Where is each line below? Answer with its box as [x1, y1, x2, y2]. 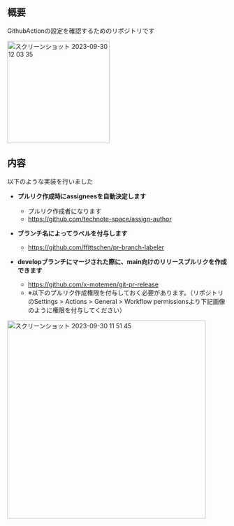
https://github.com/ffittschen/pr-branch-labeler [27, 243, 165, 251]
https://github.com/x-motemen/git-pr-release [27, 280, 159, 288]
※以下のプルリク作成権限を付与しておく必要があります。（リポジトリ [27, 288, 224, 297]
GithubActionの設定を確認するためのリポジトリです [7, 27, 155, 35]
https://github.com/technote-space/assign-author [27, 214, 173, 223]
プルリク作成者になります [27, 207, 102, 215]
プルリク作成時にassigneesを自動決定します [17, 191, 147, 200]
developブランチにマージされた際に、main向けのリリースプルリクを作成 [17, 257, 227, 265]
